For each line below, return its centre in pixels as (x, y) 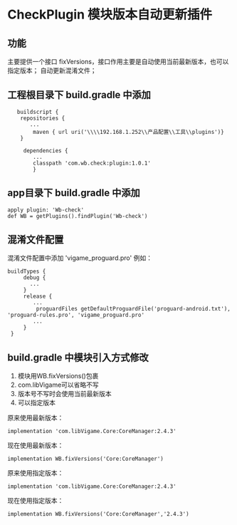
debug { (35, 278)
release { (38, 296)
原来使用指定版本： (36, 473)
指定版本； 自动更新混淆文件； (52, 71)
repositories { (43, 118)
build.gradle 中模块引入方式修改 (78, 357)
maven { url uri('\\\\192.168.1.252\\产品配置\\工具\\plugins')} (128, 132)
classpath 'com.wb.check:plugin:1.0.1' (92, 163)
